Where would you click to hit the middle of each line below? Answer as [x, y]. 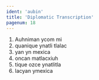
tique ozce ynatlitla [38, 65]
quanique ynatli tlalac [41, 46]
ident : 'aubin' [25, 12]
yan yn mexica [32, 52]
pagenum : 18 [21, 23]
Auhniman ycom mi [38, 40]
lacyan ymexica [34, 71]
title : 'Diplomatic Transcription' [50, 17]
